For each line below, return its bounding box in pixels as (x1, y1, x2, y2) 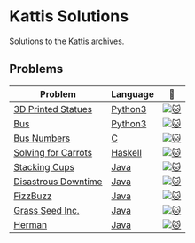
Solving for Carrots (13, 146, 93, 158)
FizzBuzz (13, 190, 52, 202)
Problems (9, 61, 64, 77)
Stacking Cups (13, 160, 75, 173)
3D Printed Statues (13, 102, 93, 115)
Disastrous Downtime (13, 175, 103, 188)
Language (110, 87, 155, 100)
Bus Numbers (13, 132, 71, 144)
